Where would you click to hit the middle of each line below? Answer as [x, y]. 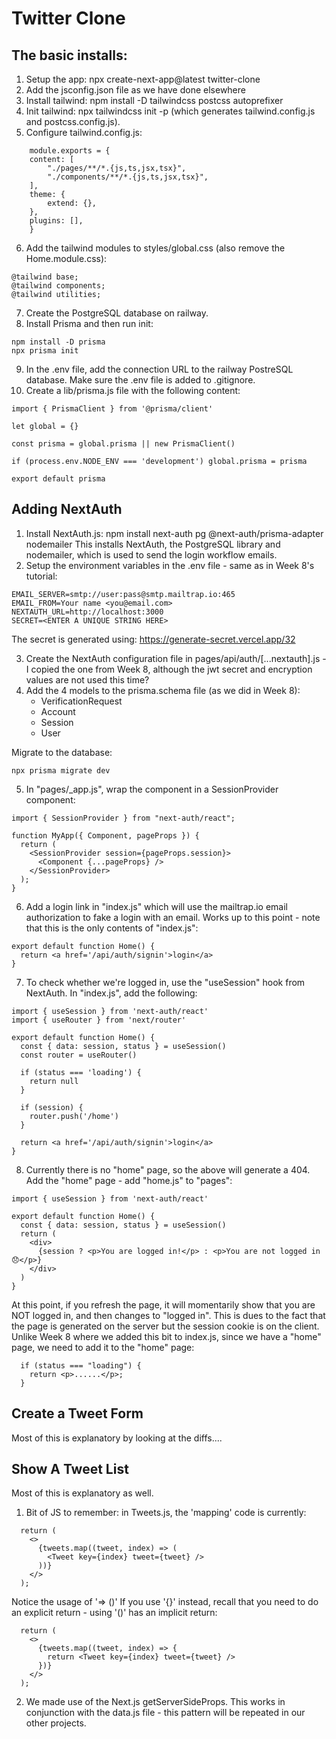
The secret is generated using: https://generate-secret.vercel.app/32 [153, 639]
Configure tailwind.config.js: [84, 132]
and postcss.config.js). [73, 121]
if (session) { [52, 1107]
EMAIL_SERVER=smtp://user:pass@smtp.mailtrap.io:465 [123, 594]
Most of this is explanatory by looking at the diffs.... [117, 1438]
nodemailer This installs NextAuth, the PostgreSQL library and [153, 544]
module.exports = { [70, 151]
